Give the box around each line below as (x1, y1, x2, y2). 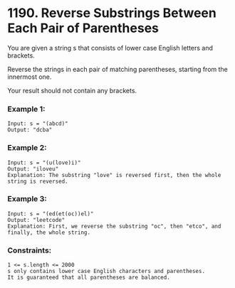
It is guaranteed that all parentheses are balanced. (7, 274, 171, 282)
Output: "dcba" (7, 127, 53, 134)
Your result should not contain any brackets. (7, 86, 137, 95)
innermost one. (7, 73, 52, 81)
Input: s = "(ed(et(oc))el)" (7, 210, 94, 218)
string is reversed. (7, 178, 69, 185)
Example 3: (7, 194, 48, 204)
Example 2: (7, 143, 47, 153)
